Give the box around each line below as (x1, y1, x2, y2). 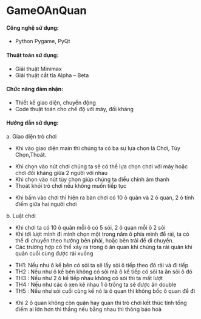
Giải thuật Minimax (15, 65, 62, 72)
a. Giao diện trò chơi (6, 133, 57, 140)
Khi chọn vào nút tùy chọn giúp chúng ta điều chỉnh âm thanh (15, 176, 170, 183)
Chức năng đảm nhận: (6, 86, 64, 93)
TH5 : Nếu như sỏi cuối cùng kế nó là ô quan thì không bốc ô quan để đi (15, 287, 196, 295)
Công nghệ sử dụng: (6, 24, 59, 31)
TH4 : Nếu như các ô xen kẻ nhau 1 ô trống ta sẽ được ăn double (15, 281, 177, 288)
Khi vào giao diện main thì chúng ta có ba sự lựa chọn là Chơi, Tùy (15, 145, 181, 152)
